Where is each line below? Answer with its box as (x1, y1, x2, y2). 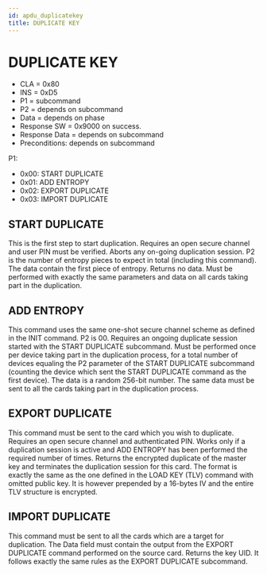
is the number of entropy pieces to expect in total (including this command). (8, 256, 257, 265)
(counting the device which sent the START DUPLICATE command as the (8, 367, 247, 377)
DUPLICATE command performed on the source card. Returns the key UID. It (8, 548, 259, 557)
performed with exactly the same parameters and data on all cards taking (8, 272, 249, 282)
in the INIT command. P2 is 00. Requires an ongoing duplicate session (8, 333, 238, 343)
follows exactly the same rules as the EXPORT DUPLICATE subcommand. (8, 557, 248, 566)
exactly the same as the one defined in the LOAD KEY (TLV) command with (8, 470, 254, 480)
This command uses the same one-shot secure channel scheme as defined (8, 325, 256, 334)
